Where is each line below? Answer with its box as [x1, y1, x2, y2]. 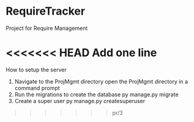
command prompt [14, 84, 60, 91]
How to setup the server [6, 66, 67, 73]
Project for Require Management [6, 24, 88, 32]
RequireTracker [6, 4, 86, 18]
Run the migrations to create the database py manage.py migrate [14, 90, 179, 98]
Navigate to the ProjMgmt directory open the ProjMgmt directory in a [14, 77, 188, 85]
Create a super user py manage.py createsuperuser [14, 97, 146, 104]
